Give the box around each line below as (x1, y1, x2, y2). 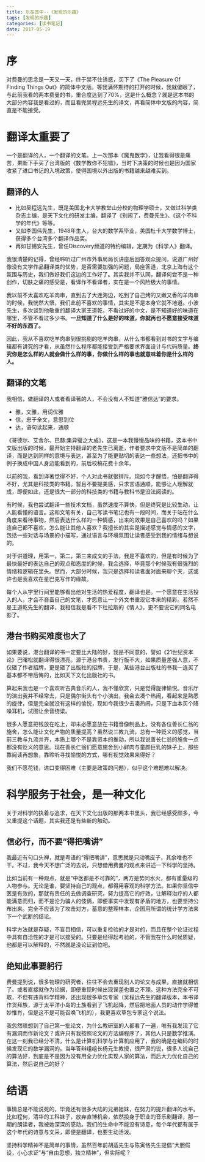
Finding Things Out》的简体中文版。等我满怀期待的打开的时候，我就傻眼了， (6, 83, 199, 91)
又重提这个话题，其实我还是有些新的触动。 (6, 816, 113, 824)
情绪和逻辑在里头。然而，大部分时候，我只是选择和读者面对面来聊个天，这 (6, 568, 193, 575)
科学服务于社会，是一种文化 (6, 788, 146, 802)
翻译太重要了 (6, 130, 71, 144)
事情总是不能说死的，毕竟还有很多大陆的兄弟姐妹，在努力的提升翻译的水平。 (6, 1106, 199, 1113)
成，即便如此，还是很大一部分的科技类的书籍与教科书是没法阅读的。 (6, 488, 178, 495)
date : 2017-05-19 (6, 26, 51, 32)
